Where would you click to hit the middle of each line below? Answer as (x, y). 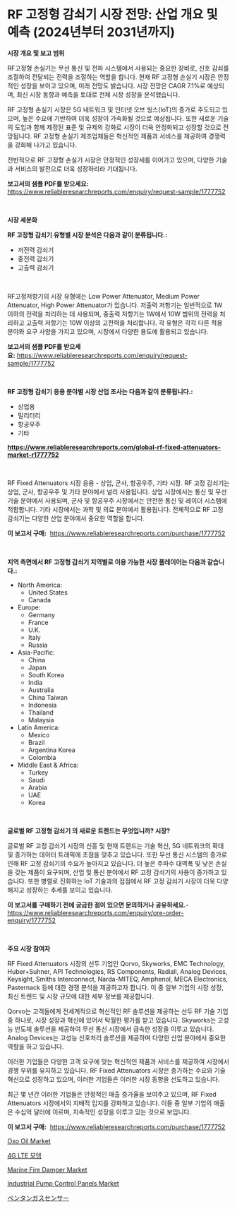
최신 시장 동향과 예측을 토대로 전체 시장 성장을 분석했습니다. (98, 94)
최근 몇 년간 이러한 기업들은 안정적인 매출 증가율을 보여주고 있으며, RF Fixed (112, 1094)
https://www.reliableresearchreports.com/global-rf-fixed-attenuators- (114, 447)
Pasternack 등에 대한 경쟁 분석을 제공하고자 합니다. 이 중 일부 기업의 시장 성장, (116, 987)
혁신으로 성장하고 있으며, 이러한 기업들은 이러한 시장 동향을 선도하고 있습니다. (114, 1079)
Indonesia (42, 705)
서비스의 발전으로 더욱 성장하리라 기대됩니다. (76, 168)
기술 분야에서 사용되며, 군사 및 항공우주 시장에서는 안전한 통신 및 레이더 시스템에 (117, 500)
